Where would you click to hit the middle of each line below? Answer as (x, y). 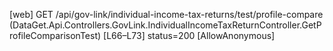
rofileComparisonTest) (55, 35)
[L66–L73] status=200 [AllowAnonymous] (189, 35)
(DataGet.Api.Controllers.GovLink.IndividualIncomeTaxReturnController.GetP (165, 25)
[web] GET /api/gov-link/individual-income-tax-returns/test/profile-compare (166, 14)
